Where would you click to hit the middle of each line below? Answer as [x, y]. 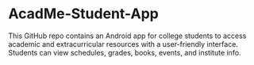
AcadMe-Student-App [83, 14]
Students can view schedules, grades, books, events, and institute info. [125, 52]
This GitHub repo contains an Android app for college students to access [127, 36]
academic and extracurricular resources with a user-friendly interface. [123, 44]
